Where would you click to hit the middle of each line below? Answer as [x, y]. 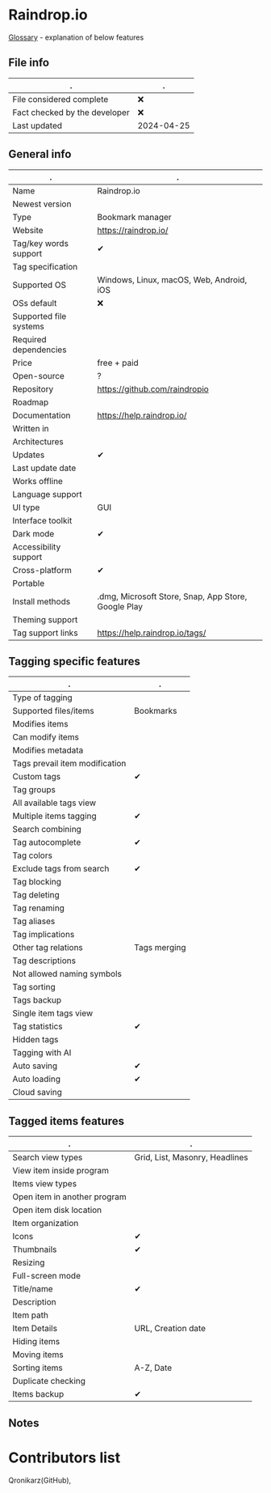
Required [29, 339]
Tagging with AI [42, 1053]
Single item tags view [53, 1013]
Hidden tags [35, 1040]
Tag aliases [34, 922]
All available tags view [54, 803]
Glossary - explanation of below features [76, 37]
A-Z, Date [153, 1368]
